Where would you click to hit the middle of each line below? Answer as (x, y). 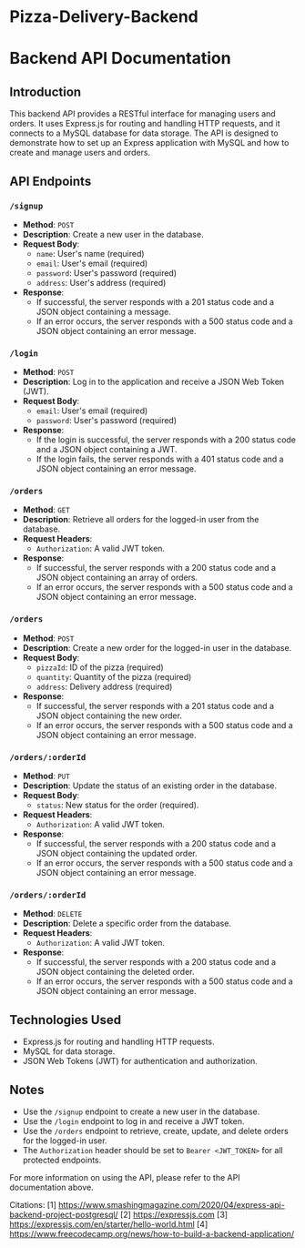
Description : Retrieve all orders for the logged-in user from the (141, 520)
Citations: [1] (33, 1204)
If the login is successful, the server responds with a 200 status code (166, 440)
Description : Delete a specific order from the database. (127, 923)
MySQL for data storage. (69, 1051)
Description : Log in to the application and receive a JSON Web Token (153, 382)
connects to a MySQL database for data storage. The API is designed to (144, 133)
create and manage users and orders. (80, 153)
